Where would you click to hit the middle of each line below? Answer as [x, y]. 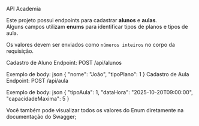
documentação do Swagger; [41, 117]
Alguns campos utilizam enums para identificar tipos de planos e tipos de [97, 27]
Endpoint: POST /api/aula [37, 81]
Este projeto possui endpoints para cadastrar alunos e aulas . [82, 20]
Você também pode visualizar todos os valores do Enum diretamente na [95, 110]
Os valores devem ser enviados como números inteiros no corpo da [91, 45]
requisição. [20, 51]
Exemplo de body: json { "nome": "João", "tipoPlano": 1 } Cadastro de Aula [98, 74]
